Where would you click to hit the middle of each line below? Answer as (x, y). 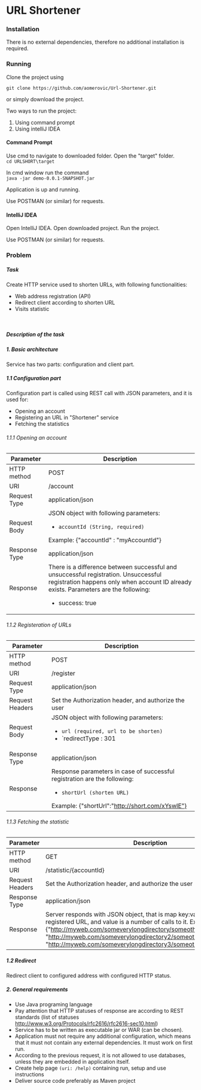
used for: (17, 399)
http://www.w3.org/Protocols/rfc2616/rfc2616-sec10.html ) (86, 1023)
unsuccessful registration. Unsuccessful (105, 574)
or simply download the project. (45, 99)
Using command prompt (45, 122)
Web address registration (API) (53, 296)
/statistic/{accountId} (75, 870)
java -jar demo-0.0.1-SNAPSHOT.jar (51, 178)
